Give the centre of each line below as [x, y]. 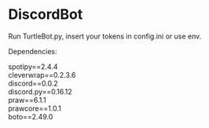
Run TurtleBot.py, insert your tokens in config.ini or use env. [105, 36]
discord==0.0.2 [33, 83]
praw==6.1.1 [27, 100]
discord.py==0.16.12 [40, 91]
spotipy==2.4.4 [33, 66]
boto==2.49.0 [31, 116]
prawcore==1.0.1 [35, 108]
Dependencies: [33, 51]
